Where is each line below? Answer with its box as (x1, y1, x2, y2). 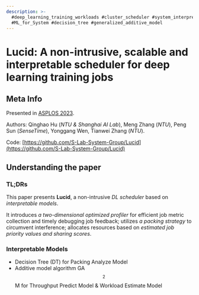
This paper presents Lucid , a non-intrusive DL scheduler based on (6, 194, 169, 201)
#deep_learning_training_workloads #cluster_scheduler (11, 14, 150, 20)
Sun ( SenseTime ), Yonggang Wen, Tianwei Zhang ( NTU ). (6, 127, 145, 134)
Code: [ (6, 139, 25, 146)
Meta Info (6, 94, 43, 104)
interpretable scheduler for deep (6, 57, 170, 71)
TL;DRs (6, 180, 28, 188)
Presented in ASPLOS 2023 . (6, 110, 75, 117)
